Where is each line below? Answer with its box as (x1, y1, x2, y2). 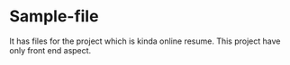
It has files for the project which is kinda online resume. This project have (9, 36, 281, 46)
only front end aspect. (9, 45, 92, 55)
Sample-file (9, 6, 99, 27)
